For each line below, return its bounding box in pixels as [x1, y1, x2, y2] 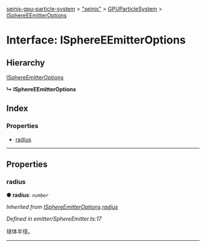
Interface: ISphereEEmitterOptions [6, 33, 186, 47]
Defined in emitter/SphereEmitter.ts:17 [6, 215, 102, 222]
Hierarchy [6, 58, 45, 68]
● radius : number [6, 191, 49, 199]
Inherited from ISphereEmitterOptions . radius [6, 203, 118, 211]
